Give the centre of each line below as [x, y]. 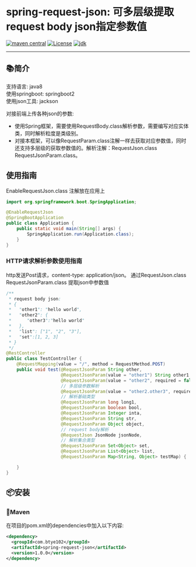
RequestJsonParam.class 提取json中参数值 [57, 282]
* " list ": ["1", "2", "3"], [45, 332]
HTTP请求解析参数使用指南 [44, 261]
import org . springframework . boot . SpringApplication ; [71, 202]
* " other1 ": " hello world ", [45, 310]
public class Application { [40, 223]
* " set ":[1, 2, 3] [34, 337]
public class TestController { [44, 359]
